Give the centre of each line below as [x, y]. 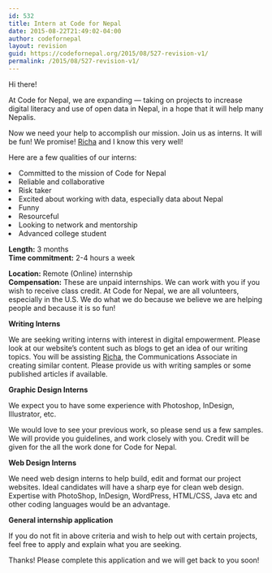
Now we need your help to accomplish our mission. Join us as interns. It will [135, 133]
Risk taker [35, 190]
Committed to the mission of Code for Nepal [93, 173]
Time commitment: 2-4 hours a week [72, 257]
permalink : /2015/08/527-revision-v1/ [74, 62]
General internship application [61, 519]
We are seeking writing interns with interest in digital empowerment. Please [134, 339]
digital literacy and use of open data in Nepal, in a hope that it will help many [136, 108]
